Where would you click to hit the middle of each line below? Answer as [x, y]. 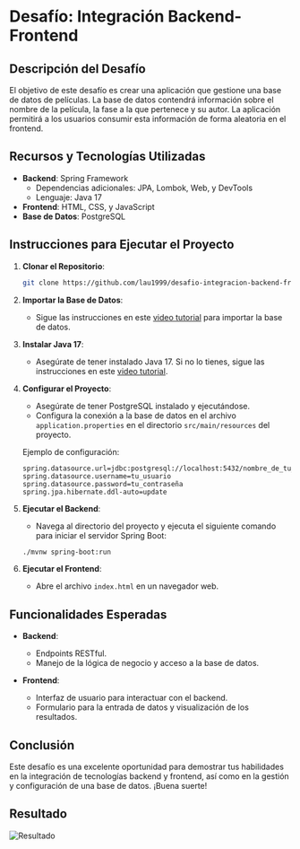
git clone [41, 283]
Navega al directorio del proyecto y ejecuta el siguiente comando [156, 526]
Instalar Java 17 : [53, 344]
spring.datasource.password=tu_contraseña [103, 484]
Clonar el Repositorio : [64, 266]
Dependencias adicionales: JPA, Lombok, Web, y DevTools [144, 188]
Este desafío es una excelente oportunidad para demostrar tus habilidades [147, 766]
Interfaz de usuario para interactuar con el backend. [132, 698]
